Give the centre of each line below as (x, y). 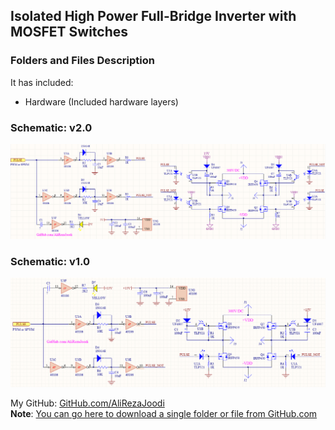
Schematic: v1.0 (50, 261)
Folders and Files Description (82, 61)
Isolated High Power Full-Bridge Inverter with (153, 16)
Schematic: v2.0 (51, 127)
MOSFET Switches (69, 32)
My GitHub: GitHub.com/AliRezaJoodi (87, 403)
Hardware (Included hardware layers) (101, 101)
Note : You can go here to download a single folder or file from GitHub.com (164, 414)
